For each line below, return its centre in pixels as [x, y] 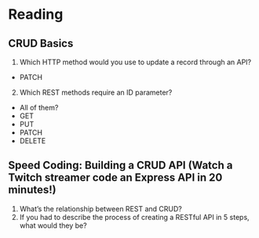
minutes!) [32, 190]
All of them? [39, 108]
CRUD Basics [41, 43]
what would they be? [53, 225]
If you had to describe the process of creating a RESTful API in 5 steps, [134, 217]
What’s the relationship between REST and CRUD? [100, 208]
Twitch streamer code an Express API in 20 [115, 178]
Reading [36, 14]
